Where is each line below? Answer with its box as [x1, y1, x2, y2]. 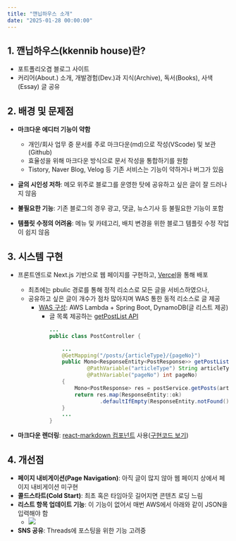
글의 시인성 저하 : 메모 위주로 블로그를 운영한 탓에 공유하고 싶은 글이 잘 [17, 181, 209, 189]
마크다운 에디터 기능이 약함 [17, 125, 91, 134]
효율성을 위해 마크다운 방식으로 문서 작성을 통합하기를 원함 [27, 157, 189, 165]
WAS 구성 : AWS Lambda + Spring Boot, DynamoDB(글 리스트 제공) [38, 303, 229, 311]
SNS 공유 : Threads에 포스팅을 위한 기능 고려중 [17, 526, 147, 535]
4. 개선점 [7, 454, 44, 466]
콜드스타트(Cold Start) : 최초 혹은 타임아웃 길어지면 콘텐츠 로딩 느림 [17, 492, 203, 499]
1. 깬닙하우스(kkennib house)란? [7, 44, 146, 56]
